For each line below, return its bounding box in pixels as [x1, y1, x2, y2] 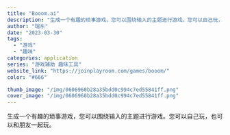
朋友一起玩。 [18, 121, 55, 129]
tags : [7, 36, 23, 42]
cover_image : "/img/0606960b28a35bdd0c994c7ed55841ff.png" [7, 93, 179, 99]
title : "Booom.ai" [7, 10, 60, 17]
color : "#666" [7, 73, 48, 81]
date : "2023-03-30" [7, 29, 63, 36]
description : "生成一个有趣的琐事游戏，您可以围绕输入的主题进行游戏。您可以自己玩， [7, 16, 224, 23]
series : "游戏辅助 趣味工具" [7, 61, 82, 68]
